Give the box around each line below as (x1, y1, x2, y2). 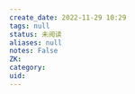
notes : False (9, 47, 58, 56)
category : (9, 64, 47, 73)
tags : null (9, 21, 50, 30)
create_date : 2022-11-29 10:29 (9, 13, 127, 22)
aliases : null (9, 38, 63, 47)
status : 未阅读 (9, 30, 62, 38)
